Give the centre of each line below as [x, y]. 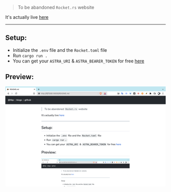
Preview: [20, 77]
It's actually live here [27, 17]
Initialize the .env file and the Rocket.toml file [60, 50]
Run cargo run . [30, 55]
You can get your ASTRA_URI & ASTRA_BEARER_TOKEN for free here [78, 61]
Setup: [16, 38]
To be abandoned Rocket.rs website [56, 7]
